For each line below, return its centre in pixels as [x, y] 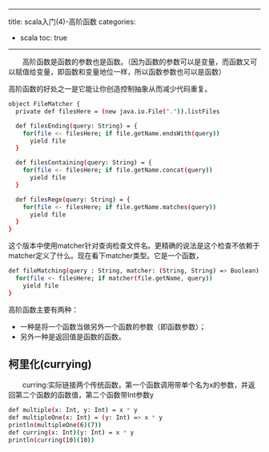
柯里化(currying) [50, 364]
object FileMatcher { [44, 104]
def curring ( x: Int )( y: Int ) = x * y [71, 433]
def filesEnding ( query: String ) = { [76, 126]
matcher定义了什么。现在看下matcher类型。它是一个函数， [106, 256]
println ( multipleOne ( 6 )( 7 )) [55, 426]
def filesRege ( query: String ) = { [73, 200]
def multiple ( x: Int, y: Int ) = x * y [73, 410]
